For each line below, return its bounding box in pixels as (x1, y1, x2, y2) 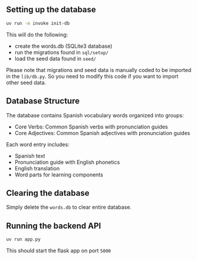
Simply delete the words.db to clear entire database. (6, 203, 132, 211)
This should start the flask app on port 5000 (6, 247, 111, 254)
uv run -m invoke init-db (6, 20, 70, 26)
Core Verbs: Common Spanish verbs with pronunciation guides (14, 123, 168, 130)
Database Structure (6, 96, 80, 106)
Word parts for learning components (14, 171, 103, 178)
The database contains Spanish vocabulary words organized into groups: (6, 111, 184, 119)
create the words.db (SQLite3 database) (14, 42, 113, 50)
